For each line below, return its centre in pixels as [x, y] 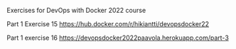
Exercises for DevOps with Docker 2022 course [76, 10]
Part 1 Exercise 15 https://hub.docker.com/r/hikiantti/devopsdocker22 [108, 24]
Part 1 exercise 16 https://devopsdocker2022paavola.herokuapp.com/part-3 [118, 38]
